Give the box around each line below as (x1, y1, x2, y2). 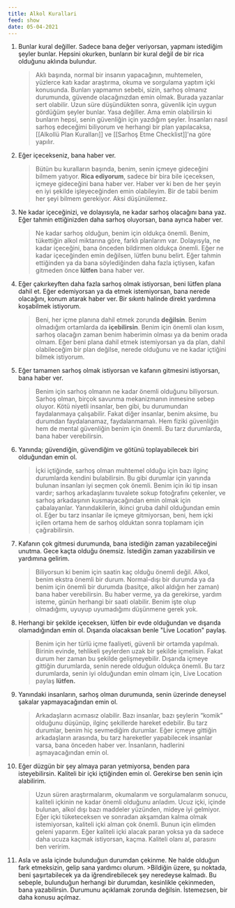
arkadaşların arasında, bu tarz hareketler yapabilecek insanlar (35, 734, 213, 742)
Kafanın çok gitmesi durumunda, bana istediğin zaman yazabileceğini (17, 539, 218, 548)
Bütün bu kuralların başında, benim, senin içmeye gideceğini (35, 165, 209, 173)
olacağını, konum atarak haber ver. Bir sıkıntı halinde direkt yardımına (17, 295, 216, 303)
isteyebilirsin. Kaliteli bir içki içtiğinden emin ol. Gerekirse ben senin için (17, 769, 223, 778)
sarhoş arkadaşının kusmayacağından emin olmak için (35, 496, 191, 504)
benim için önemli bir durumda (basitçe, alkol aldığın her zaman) (35, 583, 220, 591)
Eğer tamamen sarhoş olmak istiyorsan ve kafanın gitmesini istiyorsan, (17, 367, 220, 375)
